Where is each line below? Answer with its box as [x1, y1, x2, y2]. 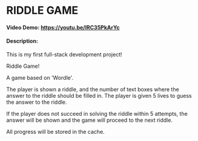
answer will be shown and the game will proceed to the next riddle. [6, 116, 173, 124]
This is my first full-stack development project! [6, 50, 123, 58]
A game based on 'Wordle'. [6, 74, 74, 81]
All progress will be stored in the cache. [6, 128, 105, 135]
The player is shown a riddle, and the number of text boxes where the [6, 85, 179, 93]
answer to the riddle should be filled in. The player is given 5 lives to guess [6, 92, 192, 99]
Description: [6, 37, 38, 45]
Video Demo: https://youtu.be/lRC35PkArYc [6, 23, 120, 31]
